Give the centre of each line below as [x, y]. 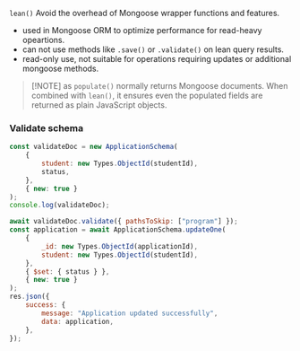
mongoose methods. [60, 68]
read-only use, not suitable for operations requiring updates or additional [157, 59]
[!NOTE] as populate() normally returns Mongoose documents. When [159, 86]
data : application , [78, 321]
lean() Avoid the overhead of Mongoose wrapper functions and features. [145, 13]
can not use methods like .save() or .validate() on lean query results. [153, 49]
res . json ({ [30, 297]
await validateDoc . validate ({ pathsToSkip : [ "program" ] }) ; [124, 222]
